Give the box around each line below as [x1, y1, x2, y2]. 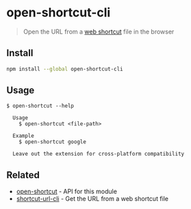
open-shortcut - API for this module [16, 187, 118, 196]
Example [12, 132, 35, 140]
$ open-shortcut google [18, 138, 87, 145]
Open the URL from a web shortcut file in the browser [23, 27, 175, 36]
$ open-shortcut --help [6, 103, 75, 110]
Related [6, 169, 40, 181]
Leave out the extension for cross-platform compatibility [12, 151, 185, 158]
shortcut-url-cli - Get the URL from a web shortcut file [16, 195, 169, 203]
